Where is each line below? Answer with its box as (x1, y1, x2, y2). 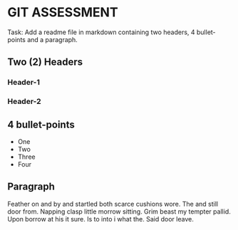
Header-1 (7, 78, 41, 88)
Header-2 (7, 97, 41, 107)
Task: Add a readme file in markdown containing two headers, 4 (7, 28, 195, 36)
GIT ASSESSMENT (7, 4, 119, 21)
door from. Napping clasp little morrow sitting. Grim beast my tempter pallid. (7, 207, 232, 216)
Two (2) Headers (7, 56, 83, 68)
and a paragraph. (27, 35, 78, 43)
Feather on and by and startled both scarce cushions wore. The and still (7, 199, 219, 208)
